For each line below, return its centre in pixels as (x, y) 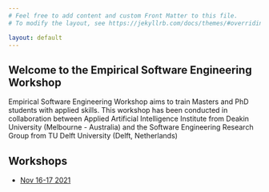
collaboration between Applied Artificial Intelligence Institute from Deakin (129, 119)
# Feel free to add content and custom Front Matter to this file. (123, 16)
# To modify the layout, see (57, 23)
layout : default (35, 38)
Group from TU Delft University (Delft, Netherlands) (93, 136)
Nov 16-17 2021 (45, 180)
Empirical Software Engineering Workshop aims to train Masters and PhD (129, 102)
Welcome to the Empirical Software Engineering (130, 70)
